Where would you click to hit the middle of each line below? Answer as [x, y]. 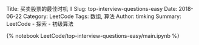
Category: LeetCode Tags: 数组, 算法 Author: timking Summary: [102, 16]
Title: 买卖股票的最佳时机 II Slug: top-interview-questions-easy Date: [92, 9]
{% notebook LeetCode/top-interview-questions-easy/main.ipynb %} [93, 36]
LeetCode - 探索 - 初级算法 [40, 24]
